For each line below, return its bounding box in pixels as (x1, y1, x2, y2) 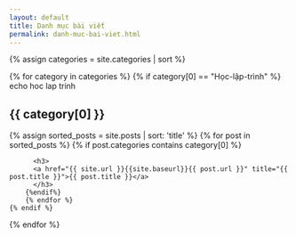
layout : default (9, 12, 69, 22)
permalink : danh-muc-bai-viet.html (9, 29, 141, 38)
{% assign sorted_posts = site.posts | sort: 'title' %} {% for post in (9, 130, 251, 141)
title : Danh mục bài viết (9, 21, 105, 30)
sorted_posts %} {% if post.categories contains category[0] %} (9, 140, 242, 151)
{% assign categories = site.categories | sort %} (9, 54, 186, 65)
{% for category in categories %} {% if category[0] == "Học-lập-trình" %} (9, 71, 282, 82)
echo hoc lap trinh (9, 81, 76, 92)
